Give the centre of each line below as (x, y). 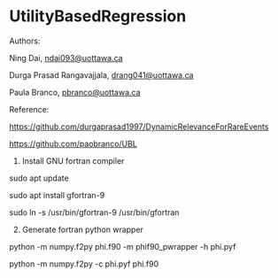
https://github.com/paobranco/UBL (73, 143)
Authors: (25, 41)
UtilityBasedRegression (98, 16)
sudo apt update (39, 178)
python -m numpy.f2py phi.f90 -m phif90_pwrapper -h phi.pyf (123, 246)
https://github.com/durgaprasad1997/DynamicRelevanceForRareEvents (139, 127)
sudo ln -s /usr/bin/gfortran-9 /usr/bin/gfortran (94, 212)
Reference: (29, 109)
